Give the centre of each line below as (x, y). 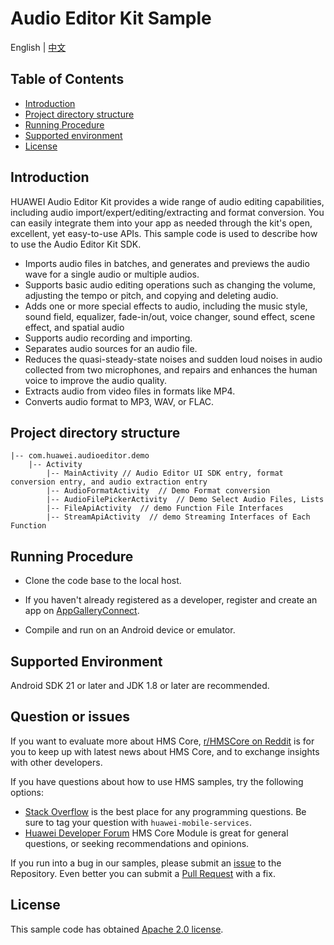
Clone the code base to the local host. (103, 581)
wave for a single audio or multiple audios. (112, 274)
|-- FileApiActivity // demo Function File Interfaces (165, 508)
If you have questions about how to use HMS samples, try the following (157, 781)
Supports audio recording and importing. (108, 338)
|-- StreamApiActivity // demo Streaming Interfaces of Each (178, 517)
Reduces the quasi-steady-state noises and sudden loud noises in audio (173, 359)
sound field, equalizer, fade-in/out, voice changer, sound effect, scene (170, 316)
